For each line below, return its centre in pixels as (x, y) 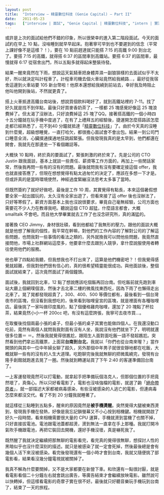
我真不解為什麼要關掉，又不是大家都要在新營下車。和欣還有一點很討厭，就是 (82, 469)
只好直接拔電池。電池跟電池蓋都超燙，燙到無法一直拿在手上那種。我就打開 (80, 424)
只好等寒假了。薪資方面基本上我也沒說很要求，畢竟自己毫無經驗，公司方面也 (82, 202)
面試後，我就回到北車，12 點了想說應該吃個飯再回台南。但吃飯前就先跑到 (79, 282)
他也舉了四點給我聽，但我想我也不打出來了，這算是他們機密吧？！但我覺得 (80, 260)
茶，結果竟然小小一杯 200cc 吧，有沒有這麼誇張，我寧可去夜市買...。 (74, 313)
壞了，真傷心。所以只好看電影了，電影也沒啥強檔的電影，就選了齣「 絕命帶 (84, 383)
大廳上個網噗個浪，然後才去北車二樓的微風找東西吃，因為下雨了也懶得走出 (84, 288)
